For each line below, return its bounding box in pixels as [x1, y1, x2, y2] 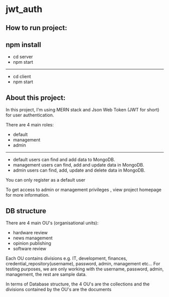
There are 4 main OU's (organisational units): [6, 220, 99, 226]
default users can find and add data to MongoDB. [13, 157, 115, 163]
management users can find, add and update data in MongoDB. [13, 162, 144, 168]
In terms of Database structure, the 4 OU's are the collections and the [6, 281, 150, 287]
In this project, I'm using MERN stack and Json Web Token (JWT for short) [6, 107, 159, 113]
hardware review [13, 230, 48, 236]
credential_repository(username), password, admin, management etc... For [6, 261, 160, 267]
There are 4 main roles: [6, 122, 54, 128]
